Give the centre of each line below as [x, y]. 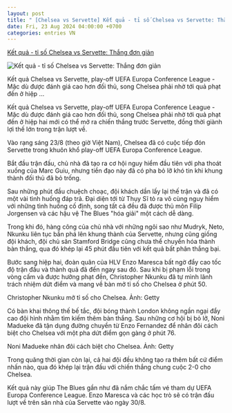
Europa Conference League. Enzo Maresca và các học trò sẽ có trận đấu [111, 395]
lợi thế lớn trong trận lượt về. [47, 129]
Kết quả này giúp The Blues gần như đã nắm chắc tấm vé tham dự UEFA [109, 388]
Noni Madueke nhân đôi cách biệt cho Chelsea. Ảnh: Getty [90, 347]
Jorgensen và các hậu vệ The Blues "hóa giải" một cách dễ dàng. [100, 213]
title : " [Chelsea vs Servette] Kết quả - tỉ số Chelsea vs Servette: [111, 20]
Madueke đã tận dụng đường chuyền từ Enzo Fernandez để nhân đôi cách [113, 326]
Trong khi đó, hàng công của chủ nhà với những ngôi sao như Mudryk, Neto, [116, 227]
